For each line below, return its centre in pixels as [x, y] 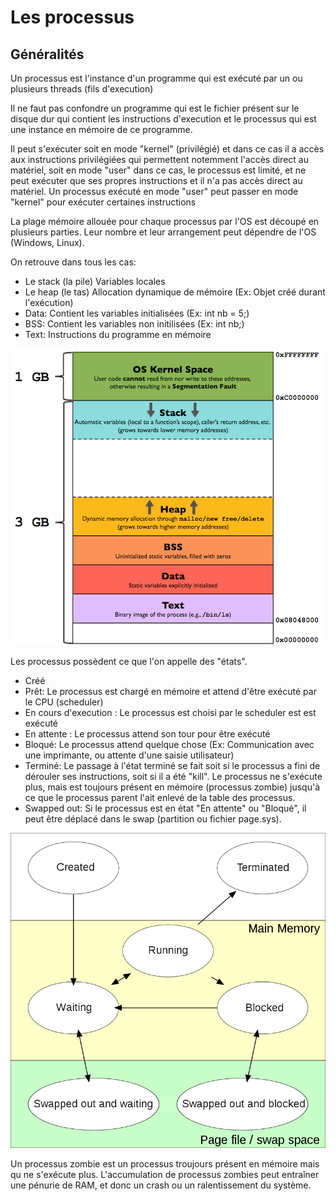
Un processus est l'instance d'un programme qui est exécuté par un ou [156, 78]
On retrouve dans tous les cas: [73, 262]
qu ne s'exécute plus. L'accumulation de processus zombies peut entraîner [165, 1174]
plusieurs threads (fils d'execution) [82, 89]
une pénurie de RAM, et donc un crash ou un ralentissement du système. [161, 1185]
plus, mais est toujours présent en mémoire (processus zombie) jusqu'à [172, 787]
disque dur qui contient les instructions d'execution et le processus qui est [163, 119]
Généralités [47, 54]
